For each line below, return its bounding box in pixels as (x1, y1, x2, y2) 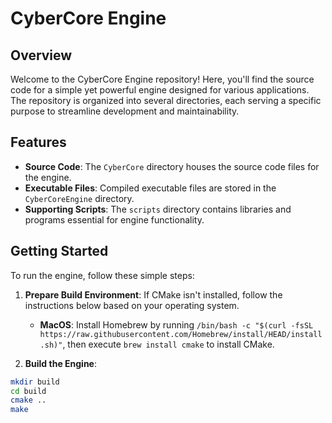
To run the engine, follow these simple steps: (10, 269, 195, 281)
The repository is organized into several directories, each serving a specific (10, 95, 322, 106)
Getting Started (10, 243, 109, 260)
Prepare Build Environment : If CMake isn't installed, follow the (24, 288, 283, 301)
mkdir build (10, 377, 60, 387)
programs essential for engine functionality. (24, 213, 205, 226)
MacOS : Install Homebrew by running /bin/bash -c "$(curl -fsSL (39, 318, 314, 331)
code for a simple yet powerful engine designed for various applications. (10, 84, 310, 96)
